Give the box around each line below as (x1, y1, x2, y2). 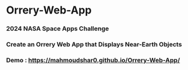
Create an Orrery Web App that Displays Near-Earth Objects (6, 41, 182, 49)
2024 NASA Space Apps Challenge (6, 25, 109, 33)
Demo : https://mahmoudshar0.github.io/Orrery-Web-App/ (6, 56, 180, 64)
